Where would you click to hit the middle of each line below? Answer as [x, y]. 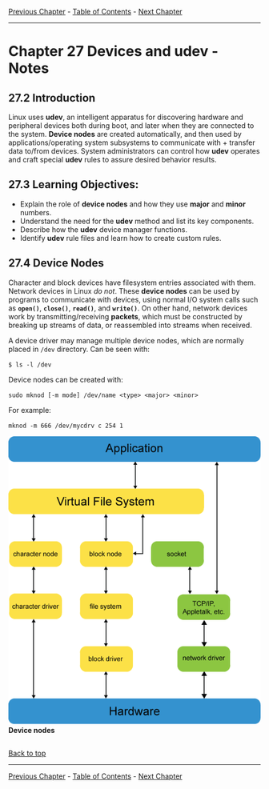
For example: [30, 410]
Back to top [27, 753]
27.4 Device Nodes [56, 263]
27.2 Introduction [52, 98]
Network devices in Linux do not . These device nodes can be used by [124, 290]
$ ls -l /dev [30, 364]
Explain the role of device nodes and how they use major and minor [132, 204]
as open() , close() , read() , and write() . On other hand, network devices [128, 308]
